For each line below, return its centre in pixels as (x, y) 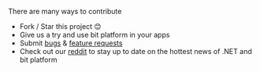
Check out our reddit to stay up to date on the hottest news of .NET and (136, 51)
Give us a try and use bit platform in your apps (95, 35)
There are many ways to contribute (65, 11)
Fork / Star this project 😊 (60, 26)
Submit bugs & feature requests (71, 43)
